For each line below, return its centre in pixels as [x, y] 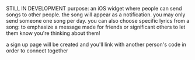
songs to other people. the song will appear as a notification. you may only [96, 15]
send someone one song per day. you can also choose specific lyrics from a [98, 21]
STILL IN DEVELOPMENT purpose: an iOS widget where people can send [94, 8]
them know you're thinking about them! [53, 33]
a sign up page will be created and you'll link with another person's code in [96, 44]
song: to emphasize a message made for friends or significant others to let [96, 27]
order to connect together [37, 51]
